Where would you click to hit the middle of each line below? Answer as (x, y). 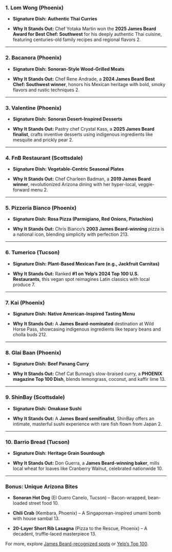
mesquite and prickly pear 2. (43, 139)
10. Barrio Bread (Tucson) (38, 442)
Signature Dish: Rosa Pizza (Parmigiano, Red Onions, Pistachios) (83, 219)
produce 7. (24, 284)
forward (21, 190)
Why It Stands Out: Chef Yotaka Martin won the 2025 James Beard (84, 29)
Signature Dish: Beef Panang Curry (51, 364)
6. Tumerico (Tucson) (33, 253)
